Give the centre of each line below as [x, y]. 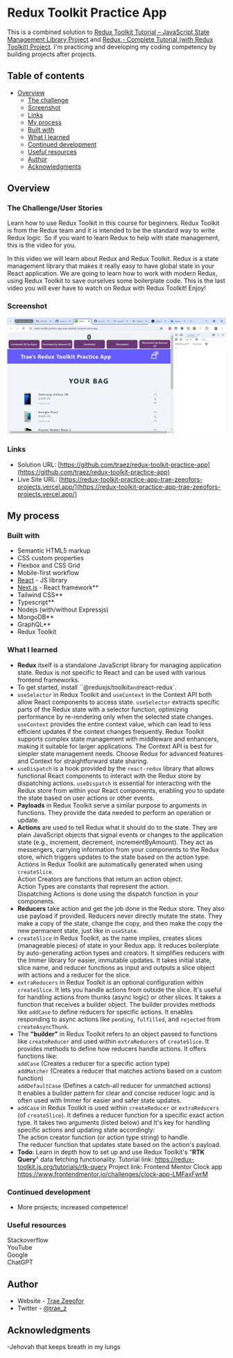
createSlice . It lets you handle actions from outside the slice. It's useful [119, 989]
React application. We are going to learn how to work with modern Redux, [112, 274]
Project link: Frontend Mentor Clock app [165, 1166]
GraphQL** [34, 624]
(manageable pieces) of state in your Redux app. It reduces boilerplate [118, 945]
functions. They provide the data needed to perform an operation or [114, 812]
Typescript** [35, 603]
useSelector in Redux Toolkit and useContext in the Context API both [114, 694]
